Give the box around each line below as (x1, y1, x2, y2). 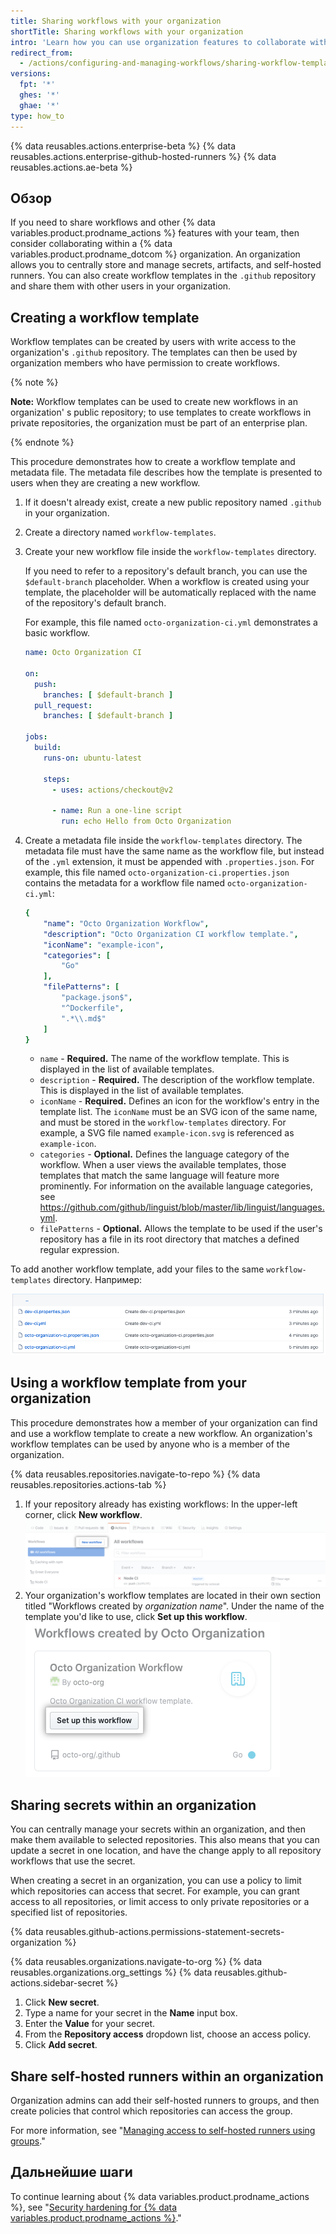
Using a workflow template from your (10, 1375, 247, 1392)
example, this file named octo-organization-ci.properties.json (24, 866, 290, 878)
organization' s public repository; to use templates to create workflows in (10, 406, 312, 419)
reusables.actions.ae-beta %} (10, 161, 133, 173)
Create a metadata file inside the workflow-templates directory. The (24, 835, 303, 846)
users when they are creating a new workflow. (10, 477, 201, 489)
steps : (43, 774, 71, 784)
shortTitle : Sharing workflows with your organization (10, 26, 244, 37)
